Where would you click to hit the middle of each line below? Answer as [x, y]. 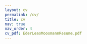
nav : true [15, 24]
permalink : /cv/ [22, 15]
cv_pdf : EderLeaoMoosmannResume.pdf [43, 33]
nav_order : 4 [18, 29]
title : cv [15, 19]
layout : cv [16, 10]
